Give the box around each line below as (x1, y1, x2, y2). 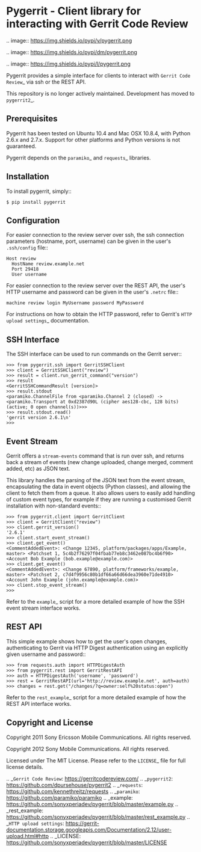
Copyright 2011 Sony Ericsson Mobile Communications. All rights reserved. (6, 734, 191, 741)
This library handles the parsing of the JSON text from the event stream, (6, 477, 185, 483)
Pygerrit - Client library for (6, 4, 141, 18)
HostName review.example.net (11, 261, 85, 267)
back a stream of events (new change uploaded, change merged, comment (6, 459, 194, 465)
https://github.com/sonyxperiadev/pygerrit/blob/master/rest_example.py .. (6, 813, 191, 820)
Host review (6, 256, 36, 262)
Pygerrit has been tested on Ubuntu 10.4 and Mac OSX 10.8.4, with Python (6, 129, 191, 136)
